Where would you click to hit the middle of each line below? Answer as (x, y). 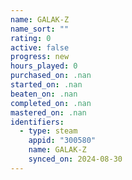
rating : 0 (31, 38)
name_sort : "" (40, 29)
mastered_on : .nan (48, 112)
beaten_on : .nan (44, 94)
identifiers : (37, 122)
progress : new (40, 57)
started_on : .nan (46, 85)
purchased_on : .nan (51, 76)
